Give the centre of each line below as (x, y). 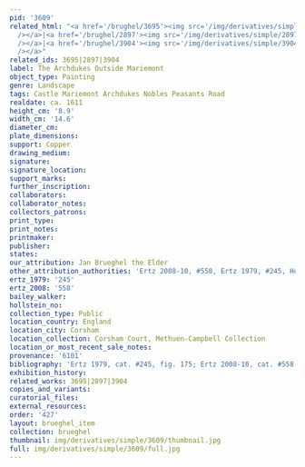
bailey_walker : (38, 296)
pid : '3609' (32, 18)
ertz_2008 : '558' (42, 288)
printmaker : (32, 237)
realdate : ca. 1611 (46, 102)
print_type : (32, 220)
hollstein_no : (36, 305)
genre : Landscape (42, 85)
